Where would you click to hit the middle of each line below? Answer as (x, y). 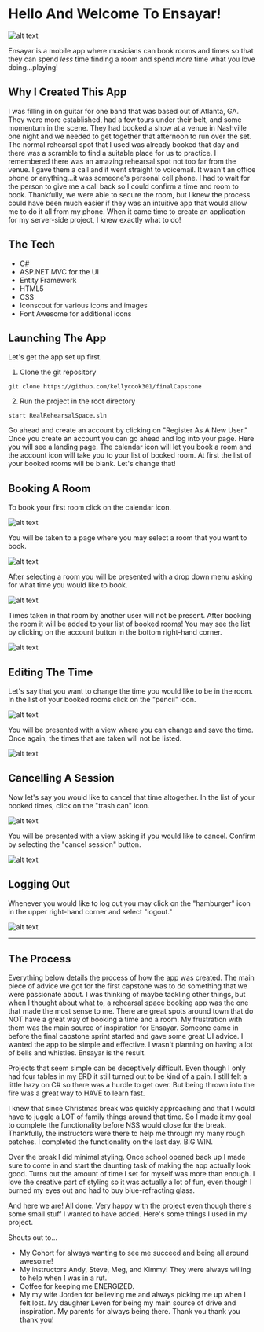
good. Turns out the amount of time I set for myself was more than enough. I (132, 1174)
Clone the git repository (58, 372)
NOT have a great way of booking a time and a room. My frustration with (125, 1020)
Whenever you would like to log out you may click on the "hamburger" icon (130, 903)
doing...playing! (33, 67)
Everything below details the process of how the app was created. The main (132, 978)
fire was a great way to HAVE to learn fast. (77, 1093)
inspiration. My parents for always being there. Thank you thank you (130, 1312)
